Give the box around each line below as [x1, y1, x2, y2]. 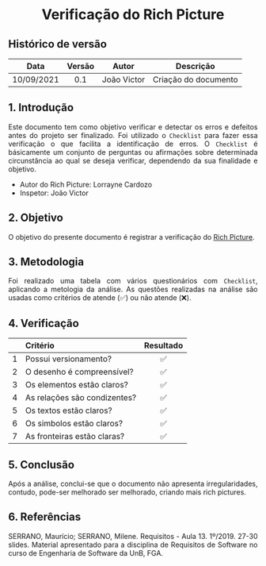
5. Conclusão [8, 458, 75, 472]
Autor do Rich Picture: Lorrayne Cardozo [19, 179, 153, 189]
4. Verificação [8, 316, 79, 330]
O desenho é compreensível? [25, 367, 135, 378]
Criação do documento [153, 74, 239, 85]
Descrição [175, 61, 215, 71]
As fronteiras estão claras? [25, 431, 125, 442]
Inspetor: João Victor [19, 188, 89, 198]
